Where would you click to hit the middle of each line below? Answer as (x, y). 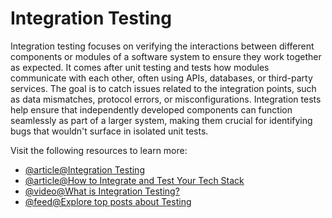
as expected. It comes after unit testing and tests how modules (140, 67)
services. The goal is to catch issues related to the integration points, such (163, 88)
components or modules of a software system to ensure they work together (166, 56)
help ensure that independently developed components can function (151, 109)
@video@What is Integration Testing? (102, 191)
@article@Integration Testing (84, 169)
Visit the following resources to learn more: (99, 150)
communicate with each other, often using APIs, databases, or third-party (161, 78)
